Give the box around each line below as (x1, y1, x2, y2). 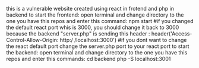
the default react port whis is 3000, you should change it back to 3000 (6, 24, 179, 31)
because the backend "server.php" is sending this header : (6, 30, 150, 37)
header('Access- (151, 30, 192, 37)
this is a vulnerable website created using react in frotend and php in (6, 5, 174, 12)
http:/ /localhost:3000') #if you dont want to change (59, 37, 187, 43)
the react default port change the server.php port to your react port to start (6, 43, 189, 50)
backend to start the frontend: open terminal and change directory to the (6, 11, 184, 18)
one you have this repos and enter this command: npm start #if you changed (6, 18, 194, 24)
